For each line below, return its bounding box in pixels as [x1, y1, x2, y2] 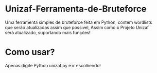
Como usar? [5, 47, 55, 58]
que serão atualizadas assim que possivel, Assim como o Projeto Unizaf [5, 24, 149, 30]
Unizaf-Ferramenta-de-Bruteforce [5, 3, 147, 15]
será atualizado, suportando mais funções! [5, 29, 91, 35]
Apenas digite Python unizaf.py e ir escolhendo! [5, 62, 101, 68]
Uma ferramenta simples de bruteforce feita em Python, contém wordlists [5, 19, 152, 25]
